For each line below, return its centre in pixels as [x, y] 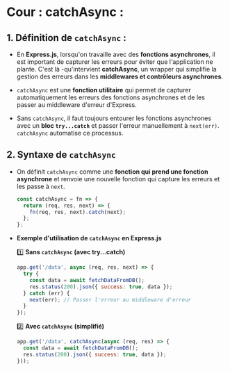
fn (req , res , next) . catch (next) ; [78, 212]
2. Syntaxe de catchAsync [61, 155]
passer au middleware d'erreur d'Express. [76, 105]
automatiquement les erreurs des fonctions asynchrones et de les [111, 97]
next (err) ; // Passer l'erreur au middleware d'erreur [110, 299]
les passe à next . [41, 186]
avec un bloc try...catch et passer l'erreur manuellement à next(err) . [118, 125]
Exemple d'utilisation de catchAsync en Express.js [89, 238]
